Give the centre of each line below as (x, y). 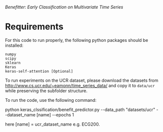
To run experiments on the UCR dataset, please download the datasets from (82, 80)
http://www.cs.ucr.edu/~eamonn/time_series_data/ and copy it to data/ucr (80, 85)
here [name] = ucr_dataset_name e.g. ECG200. (53, 124)
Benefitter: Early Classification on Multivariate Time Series (64, 7)
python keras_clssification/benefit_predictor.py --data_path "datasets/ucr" (80, 110)
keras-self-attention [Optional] (39, 71)
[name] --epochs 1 (55, 114)
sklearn (13, 63)
